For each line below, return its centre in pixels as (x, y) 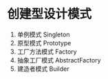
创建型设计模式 (50, 14)
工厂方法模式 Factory (47, 52)
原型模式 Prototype (44, 43)
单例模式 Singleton (43, 34)
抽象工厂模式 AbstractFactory (59, 60)
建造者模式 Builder (43, 69)
